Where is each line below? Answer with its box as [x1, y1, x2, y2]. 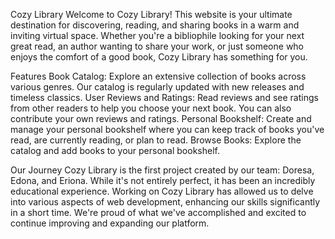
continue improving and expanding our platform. [10, 217, 210, 229]
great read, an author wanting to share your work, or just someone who [10, 40, 305, 52]
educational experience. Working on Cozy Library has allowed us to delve [10, 185, 314, 197]
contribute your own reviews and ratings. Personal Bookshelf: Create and [10, 113, 312, 124]
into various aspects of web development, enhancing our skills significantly [10, 196, 321, 208]
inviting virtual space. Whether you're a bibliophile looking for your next [10, 30, 305, 41]
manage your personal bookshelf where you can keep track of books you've [10, 124, 325, 135]
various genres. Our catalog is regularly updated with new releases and [10, 81, 305, 93]
